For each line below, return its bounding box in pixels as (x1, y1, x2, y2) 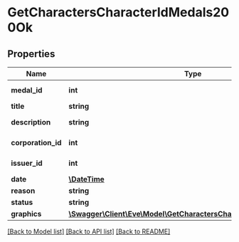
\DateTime (68, 174, 105, 184)
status (11, 197, 33, 207)
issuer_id (11, 158, 43, 168)
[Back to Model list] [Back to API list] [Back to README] (7, 227, 171, 236)
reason (11, 186, 36, 196)
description (11, 117, 51, 127)
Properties (7, 48, 55, 60)
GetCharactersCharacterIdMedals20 (7, 4, 230, 21)
